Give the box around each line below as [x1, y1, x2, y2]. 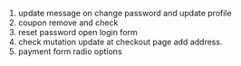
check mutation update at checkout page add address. [17, 36, 223, 47]
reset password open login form [17, 27, 138, 37]
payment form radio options [17, 46, 122, 57]
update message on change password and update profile [17, 8, 233, 18]
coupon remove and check [17, 17, 119, 28]
